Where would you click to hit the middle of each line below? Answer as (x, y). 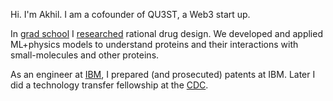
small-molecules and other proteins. (85, 55)
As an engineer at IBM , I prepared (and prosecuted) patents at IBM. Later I (163, 74)
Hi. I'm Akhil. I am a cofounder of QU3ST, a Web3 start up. (130, 14)
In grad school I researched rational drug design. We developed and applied (166, 33)
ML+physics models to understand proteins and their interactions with (154, 44)
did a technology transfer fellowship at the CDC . (109, 85)
